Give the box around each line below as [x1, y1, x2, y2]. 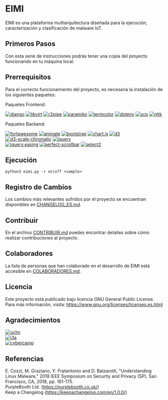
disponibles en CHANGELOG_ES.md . [5, 202, 81, 208]
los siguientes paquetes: [5, 92, 56, 98]
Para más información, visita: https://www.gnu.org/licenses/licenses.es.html [5, 301, 163, 307]
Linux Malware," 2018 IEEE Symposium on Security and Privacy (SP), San [5, 373, 157, 379]
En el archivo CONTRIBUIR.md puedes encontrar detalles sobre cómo [5, 229, 150, 235]
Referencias [5, 354, 44, 363]
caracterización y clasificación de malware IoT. [5, 25, 103, 31]
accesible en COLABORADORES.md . [5, 268, 81, 274]
